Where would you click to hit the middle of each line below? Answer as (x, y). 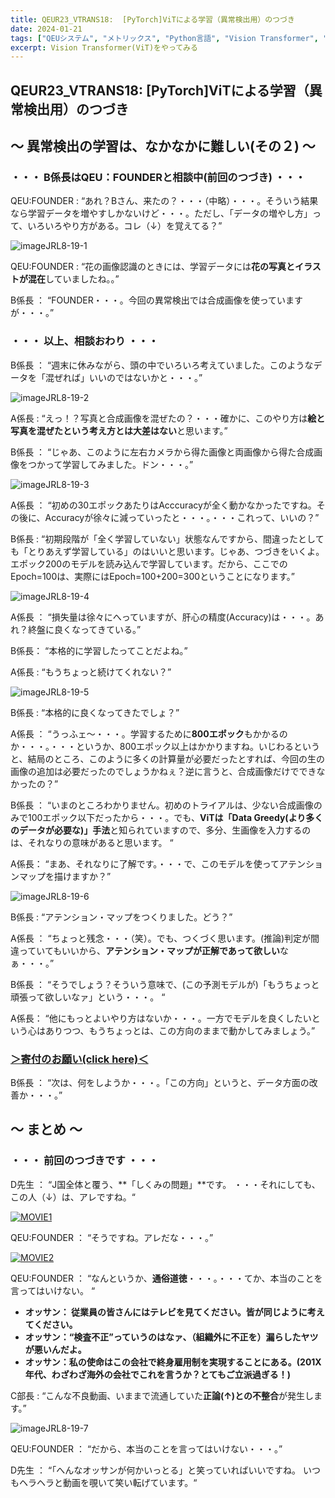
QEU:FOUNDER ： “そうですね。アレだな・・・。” (112, 1237)
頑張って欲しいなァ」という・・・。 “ (88, 997)
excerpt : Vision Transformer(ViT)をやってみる (104, 47)
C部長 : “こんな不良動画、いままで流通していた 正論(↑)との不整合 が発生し (162, 1395)
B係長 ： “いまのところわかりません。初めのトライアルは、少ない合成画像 (162, 805)
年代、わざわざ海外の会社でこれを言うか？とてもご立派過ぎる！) (157, 1374)
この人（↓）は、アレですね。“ (73, 1197)
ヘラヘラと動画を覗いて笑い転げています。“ (108, 1482)
